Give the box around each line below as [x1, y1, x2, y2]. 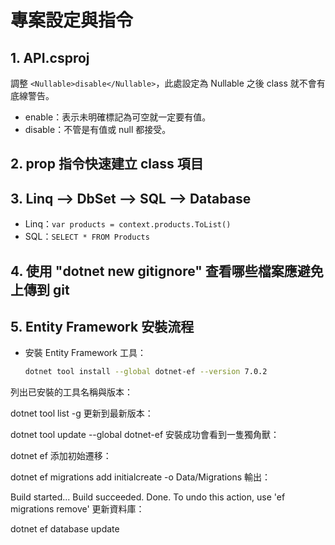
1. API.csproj [10, 49, 90, 66]
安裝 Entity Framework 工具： [24, 347, 147, 359]
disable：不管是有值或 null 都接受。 [24, 124, 172, 135]
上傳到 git [10, 281, 70, 298]
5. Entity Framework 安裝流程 [10, 318, 195, 335]
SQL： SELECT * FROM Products [24, 231, 150, 243]
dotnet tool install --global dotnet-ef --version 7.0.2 [24, 367, 268, 377]
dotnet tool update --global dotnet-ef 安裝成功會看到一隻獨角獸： [10, 429, 280, 441]
